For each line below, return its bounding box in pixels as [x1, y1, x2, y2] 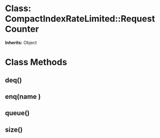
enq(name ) [5, 92, 41, 101]
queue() [5, 109, 30, 117]
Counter [5, 24, 39, 34]
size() [5, 125, 23, 134]
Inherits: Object [5, 39, 37, 45]
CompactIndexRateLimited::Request [5, 13, 155, 24]
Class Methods [5, 57, 67, 68]
